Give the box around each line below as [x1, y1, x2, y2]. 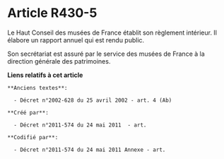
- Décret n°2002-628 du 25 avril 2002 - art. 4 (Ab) [13, 97, 172, 104]
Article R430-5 [7, 5, 98, 21]
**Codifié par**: [7, 134, 59, 141]
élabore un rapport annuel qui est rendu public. [7, 35, 145, 44]
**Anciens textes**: [7, 84, 69, 91]
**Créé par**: [7, 109, 49, 116]
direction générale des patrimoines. [7, 57, 111, 65]
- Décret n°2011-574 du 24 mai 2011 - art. [13, 122, 147, 129]
